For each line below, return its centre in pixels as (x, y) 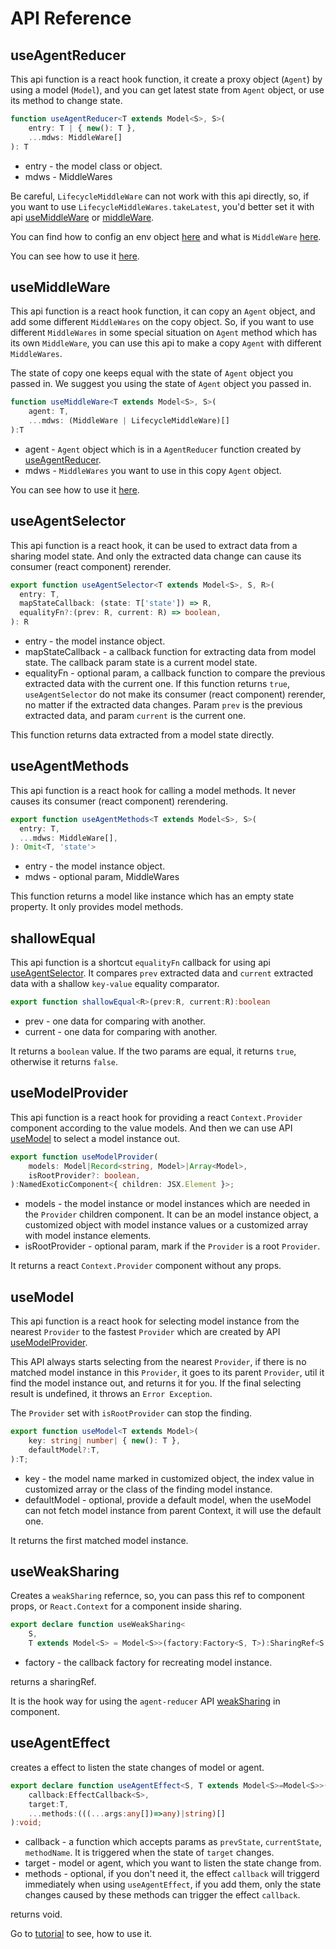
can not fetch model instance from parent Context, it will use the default (173, 1510)
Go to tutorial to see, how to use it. (81, 1934)
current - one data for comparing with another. (121, 1031)
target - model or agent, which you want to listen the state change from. (173, 1863)
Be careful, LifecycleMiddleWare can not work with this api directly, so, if (160, 196)
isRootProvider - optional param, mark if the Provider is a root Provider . (172, 1246)
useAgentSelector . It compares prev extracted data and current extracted (162, 973)
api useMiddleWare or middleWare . (82, 217)
